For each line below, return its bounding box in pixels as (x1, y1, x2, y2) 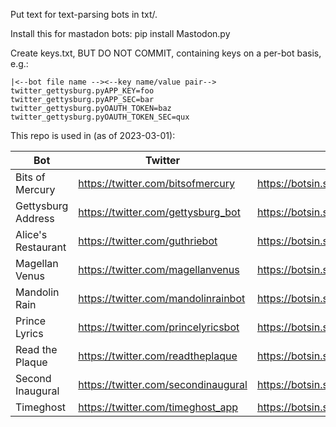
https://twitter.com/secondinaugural (78, 378, 248, 391)
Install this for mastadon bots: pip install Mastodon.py (10, 28, 231, 39)
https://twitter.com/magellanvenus (78, 263, 240, 276)
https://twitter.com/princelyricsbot (78, 320, 240, 334)
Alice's (15, 228, 48, 241)
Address (15, 212, 55, 225)
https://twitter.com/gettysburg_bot (78, 205, 241, 219)
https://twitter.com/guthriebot (78, 234, 218, 248)
